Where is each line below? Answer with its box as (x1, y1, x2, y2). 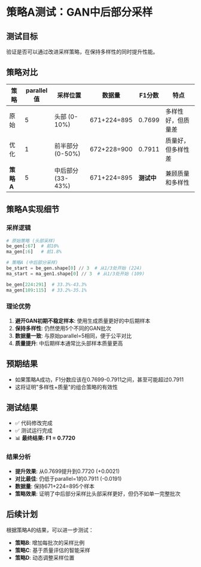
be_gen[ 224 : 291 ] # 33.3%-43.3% (6, 281, 87, 287)
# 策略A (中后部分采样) (6, 260, 59, 266)
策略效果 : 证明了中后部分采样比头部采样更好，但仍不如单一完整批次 (14, 490, 181, 497)
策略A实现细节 (6, 204, 60, 214)
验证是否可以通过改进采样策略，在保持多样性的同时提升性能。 (6, 48, 159, 55)
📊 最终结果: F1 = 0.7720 (14, 435, 76, 442)
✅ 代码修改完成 (14, 420, 53, 427)
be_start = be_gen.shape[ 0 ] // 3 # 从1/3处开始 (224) (6, 265, 142, 271)
